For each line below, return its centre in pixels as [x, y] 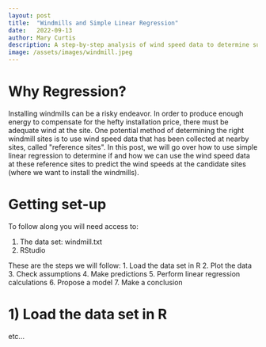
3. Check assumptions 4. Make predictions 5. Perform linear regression [124, 273]
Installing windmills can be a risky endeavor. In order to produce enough [126, 113]
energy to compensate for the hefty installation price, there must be [119, 122]
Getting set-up [57, 205]
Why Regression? [67, 92]
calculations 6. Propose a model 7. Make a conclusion [96, 282]
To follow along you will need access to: [73, 226]
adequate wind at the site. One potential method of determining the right [126, 130]
